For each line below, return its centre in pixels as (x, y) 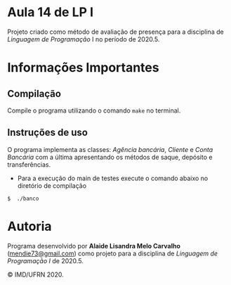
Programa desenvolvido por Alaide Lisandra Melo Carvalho (94, 246)
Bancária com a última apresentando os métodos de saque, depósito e (110, 157)
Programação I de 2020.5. (46, 260)
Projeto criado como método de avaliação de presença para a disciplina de (115, 32)
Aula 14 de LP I (50, 12)
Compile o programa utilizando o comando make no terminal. (94, 110)
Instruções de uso (47, 133)
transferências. (29, 164)
